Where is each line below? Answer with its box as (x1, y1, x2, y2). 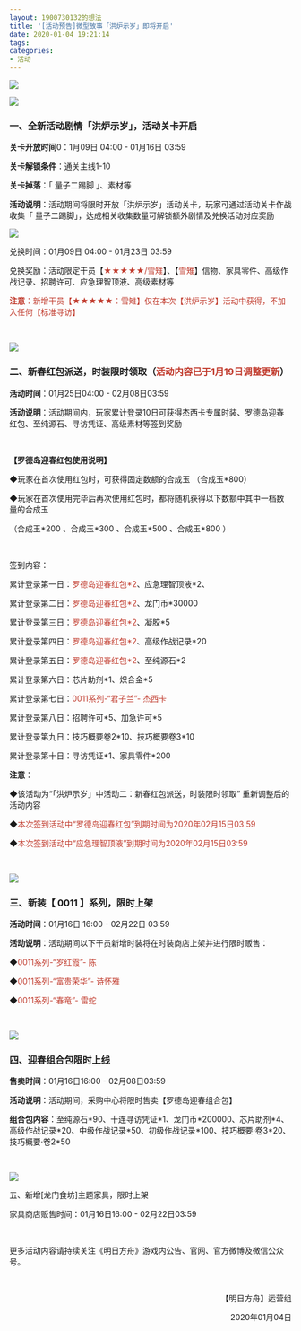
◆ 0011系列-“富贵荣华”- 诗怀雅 (9, 976, 121, 986)
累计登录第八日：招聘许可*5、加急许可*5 (9, 712, 163, 722)
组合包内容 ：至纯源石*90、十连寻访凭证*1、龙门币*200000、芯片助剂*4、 (9, 1114, 289, 1125)
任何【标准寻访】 (16, 307, 81, 318)
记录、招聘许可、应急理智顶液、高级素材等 (16, 276, 175, 287)
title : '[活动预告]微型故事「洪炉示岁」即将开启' (9, 22, 174, 31)
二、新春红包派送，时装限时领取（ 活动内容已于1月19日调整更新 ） (9, 365, 289, 378)
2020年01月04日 (229, 1312, 292, 1323)
